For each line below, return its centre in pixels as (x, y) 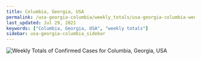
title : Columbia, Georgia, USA (45, 12)
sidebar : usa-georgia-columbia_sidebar (56, 34)
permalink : (20, 17)
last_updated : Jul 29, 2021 (41, 23)
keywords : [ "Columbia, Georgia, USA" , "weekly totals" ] (77, 28)
